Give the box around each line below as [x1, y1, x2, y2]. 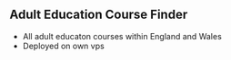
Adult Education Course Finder [9, 7, 188, 22]
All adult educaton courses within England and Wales [22, 30, 223, 41]
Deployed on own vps [22, 40, 105, 51]
